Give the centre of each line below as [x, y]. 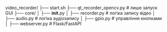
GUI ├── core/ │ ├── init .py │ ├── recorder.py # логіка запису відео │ [80, 13]
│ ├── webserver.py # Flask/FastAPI [44, 23]
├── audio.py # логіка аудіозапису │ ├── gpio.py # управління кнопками [84, 18]
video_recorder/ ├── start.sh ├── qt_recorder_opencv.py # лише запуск [81, 8]
